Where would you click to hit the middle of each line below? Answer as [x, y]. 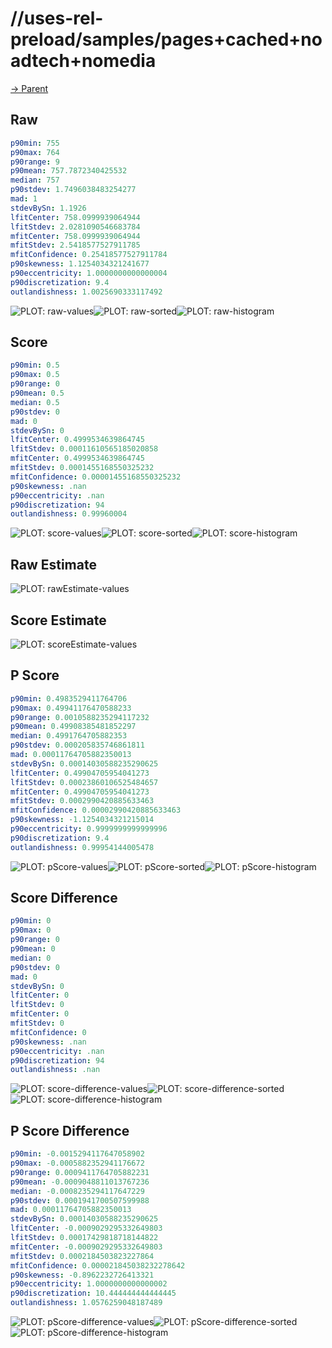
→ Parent [29, 88]
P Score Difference [70, 1130]
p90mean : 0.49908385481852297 [73, 727]
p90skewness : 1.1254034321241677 [80, 264]
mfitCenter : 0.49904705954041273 [80, 792]
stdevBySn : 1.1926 [48, 208]
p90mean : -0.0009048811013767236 [80, 1182]
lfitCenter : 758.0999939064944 [75, 217]
